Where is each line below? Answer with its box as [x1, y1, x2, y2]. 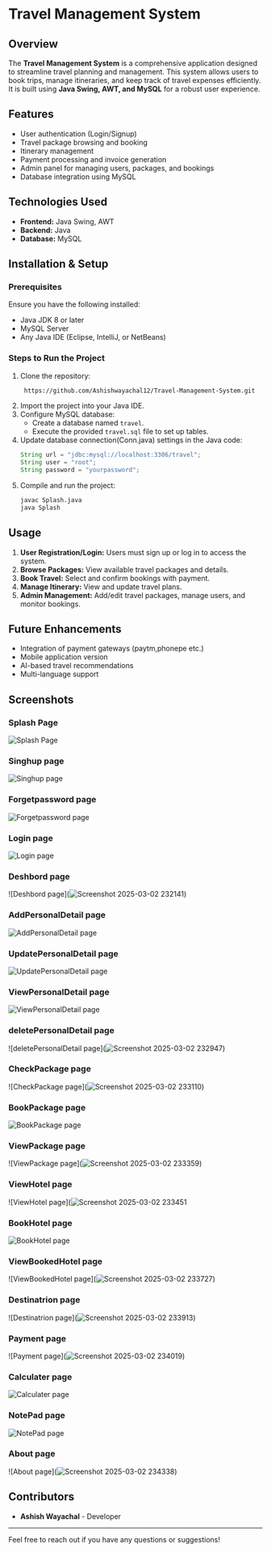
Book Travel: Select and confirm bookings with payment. [19, 573, 211, 583]
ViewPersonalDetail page [8, 986, 110, 998]
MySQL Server [19, 324, 69, 333]
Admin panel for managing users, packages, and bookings [19, 163, 215, 173]
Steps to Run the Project [8, 353, 105, 364]
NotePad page [8, 1410, 66, 1421]
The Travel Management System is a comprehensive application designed [8, 58, 258, 68]
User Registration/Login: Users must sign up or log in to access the [19, 547, 247, 557]
